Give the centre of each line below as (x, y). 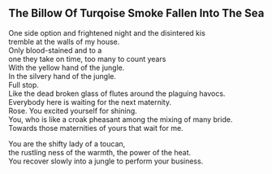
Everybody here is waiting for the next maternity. (90, 102)
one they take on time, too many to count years (87, 59)
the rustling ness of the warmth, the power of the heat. (100, 152)
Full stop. (24, 85)
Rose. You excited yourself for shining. (73, 111)
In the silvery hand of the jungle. (62, 76)
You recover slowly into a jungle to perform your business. (106, 161)
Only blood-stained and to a (55, 50)
